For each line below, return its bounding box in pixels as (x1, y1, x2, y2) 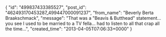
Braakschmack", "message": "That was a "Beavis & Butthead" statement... (5, 15, 161, 21)
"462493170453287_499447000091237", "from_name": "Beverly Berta (5, 10, 154, 16)
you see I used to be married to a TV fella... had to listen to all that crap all (5, 20, 160, 26)
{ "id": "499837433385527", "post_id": (5, 5, 87, 10)
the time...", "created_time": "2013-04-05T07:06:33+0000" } (5, 26, 132, 32)
